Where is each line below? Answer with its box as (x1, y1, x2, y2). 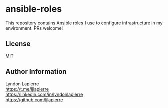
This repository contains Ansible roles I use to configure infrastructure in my (5, 20, 163, 26)
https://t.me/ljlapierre (5, 86, 49, 92)
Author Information (5, 67, 67, 76)
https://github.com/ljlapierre (5, 96, 63, 103)
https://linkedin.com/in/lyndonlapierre (5, 91, 83, 97)
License (5, 40, 31, 48)
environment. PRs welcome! (5, 25, 63, 31)
